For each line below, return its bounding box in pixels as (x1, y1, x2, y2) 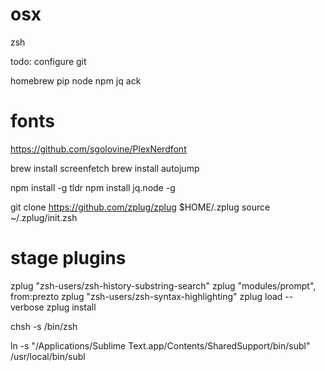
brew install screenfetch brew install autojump (10, 162, 200, 174)
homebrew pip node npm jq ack (10, 74, 142, 87)
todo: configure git (10, 55, 87, 67)
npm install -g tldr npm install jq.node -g (10, 181, 176, 193)
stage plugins (10, 247, 127, 270)
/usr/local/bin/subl (10, 350, 86, 362)
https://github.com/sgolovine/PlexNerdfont (10, 143, 187, 155)
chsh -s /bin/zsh (10, 320, 78, 332)
